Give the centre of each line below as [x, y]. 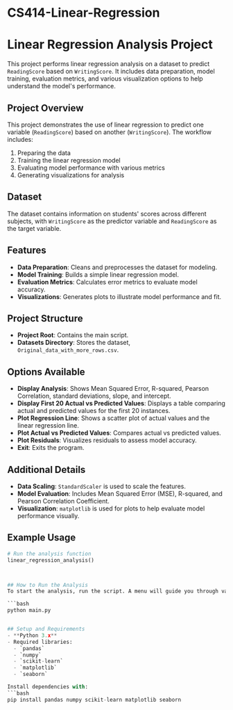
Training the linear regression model [69, 160]
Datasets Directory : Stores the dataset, [74, 343]
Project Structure [45, 318]
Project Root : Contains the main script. [73, 335]
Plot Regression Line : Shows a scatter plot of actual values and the [113, 418]
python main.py [29, 611]
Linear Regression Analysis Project [110, 45]
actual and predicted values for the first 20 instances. [94, 411]
